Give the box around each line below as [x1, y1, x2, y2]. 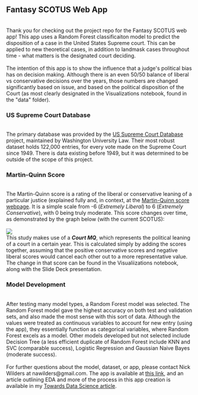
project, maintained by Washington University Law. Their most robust [6, 137, 175, 144]
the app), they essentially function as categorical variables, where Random [6, 326, 189, 333]
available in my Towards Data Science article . [6, 382, 117, 389]
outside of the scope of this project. [6, 156, 94, 163]
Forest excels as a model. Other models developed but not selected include [6, 332, 191, 339]
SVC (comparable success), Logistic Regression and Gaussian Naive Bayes [6, 344, 190, 352]
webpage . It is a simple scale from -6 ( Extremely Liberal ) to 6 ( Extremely [6, 203, 184, 210]
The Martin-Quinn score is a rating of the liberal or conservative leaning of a [6, 190, 192, 197]
